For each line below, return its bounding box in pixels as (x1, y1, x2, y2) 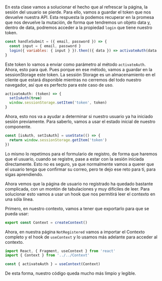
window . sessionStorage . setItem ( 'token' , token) (9, 100, 107, 105)
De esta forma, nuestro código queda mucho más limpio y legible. (5, 270, 136, 276)
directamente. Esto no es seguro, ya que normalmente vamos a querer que (5, 161, 154, 167)
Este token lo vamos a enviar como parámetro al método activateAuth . (5, 61, 146, 67)
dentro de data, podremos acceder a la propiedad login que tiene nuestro (5, 25, 152, 30)
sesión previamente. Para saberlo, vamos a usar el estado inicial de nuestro (5, 118, 156, 124)
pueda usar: (5, 210, 29, 217)
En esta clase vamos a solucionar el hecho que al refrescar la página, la (5, 4, 148, 10)
